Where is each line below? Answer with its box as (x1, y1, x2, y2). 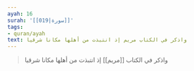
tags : (7, 23, 23, 30)
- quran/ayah (7, 30, 46, 37)
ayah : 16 (7, 10, 33, 18)
